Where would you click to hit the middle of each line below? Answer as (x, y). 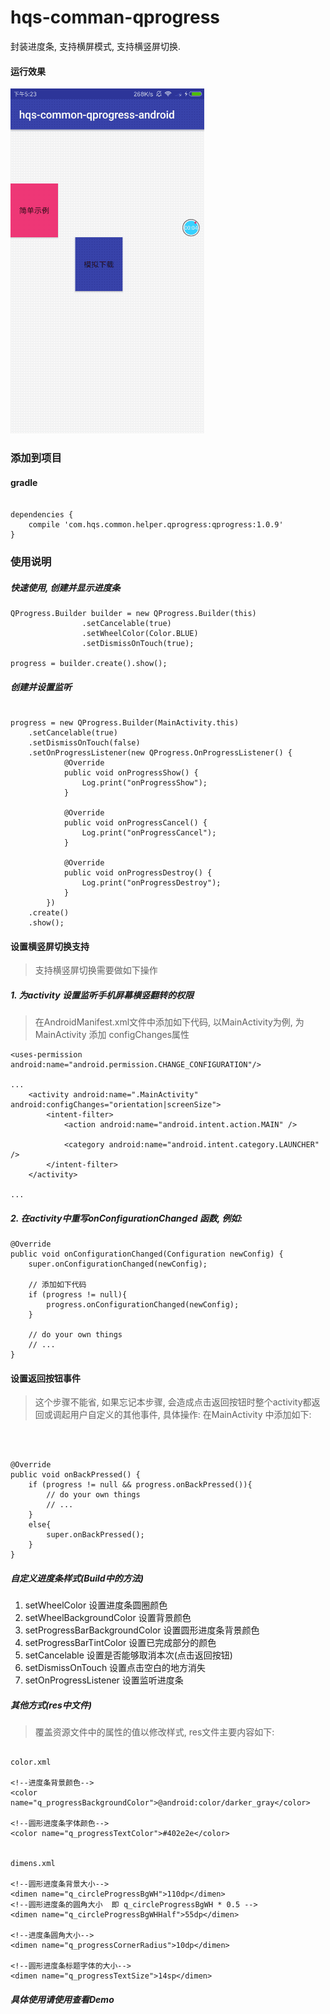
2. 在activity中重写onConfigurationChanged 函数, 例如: (126, 1218)
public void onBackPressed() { (75, 1475)
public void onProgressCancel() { (135, 823)
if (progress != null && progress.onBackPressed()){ (140, 1485)
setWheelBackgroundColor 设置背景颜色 (108, 1618)
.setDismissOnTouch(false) (84, 743)
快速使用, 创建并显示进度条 (65, 587)
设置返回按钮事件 (45, 1378)
